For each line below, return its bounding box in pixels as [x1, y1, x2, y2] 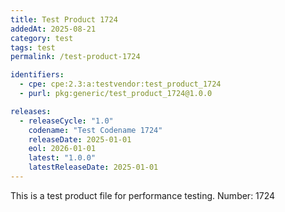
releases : [10, 106, 52, 116]
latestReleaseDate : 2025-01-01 [28, 162, 159, 173]
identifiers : [10, 70, 65, 80]
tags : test [10, 42, 56, 53]
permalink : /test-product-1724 [10, 52, 141, 62]
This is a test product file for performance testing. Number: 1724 [10, 189, 276, 201]
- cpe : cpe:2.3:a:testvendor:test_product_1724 [19, 79, 222, 90]
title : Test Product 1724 [10, 14, 118, 25]
